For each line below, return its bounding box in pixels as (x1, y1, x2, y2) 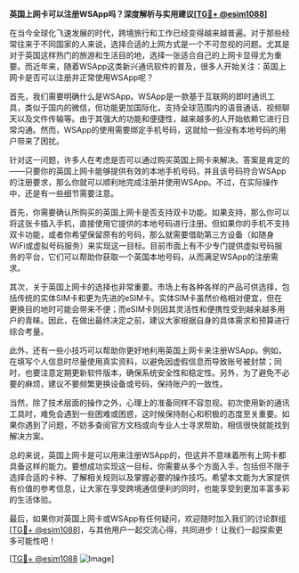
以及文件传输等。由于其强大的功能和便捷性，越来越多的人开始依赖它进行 (16, 113, 282, 124)
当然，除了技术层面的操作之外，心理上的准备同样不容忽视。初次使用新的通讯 (9, 397, 290, 408)
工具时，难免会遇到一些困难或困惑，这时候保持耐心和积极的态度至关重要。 (9, 409, 282, 419)
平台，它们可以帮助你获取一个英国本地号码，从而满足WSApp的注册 (24, 251, 271, 262)
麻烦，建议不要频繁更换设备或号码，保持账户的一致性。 (24, 379, 228, 389)
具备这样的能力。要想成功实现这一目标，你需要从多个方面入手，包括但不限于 (9, 461, 290, 471)
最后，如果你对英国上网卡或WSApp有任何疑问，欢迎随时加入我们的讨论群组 (9, 513, 287, 524)
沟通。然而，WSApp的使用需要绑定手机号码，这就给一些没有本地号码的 (16, 125, 279, 135)
